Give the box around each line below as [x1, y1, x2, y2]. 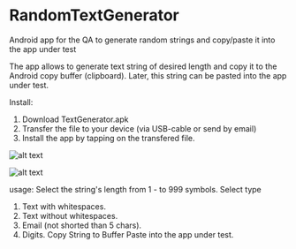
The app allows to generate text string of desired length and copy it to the [9, 61, 277, 72]
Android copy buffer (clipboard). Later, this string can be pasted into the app [9, 70, 287, 80]
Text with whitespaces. [21, 200, 106, 212]
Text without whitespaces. [21, 210, 118, 221]
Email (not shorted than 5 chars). [21, 220, 142, 230]
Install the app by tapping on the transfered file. [21, 132, 196, 143]
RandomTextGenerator [9, 5, 179, 26]
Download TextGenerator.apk [21, 114, 129, 124]
